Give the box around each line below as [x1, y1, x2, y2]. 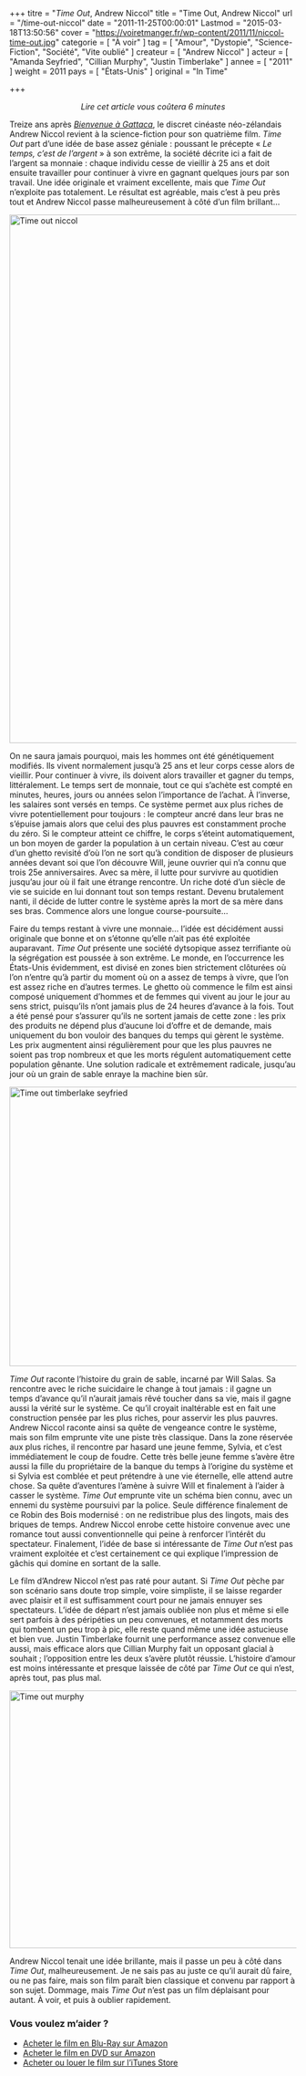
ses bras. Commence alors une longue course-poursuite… [9, 906, 229, 916]
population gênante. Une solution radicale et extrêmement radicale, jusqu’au [9, 1059, 296, 1070]
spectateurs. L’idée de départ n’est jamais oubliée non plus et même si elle [9, 1604, 290, 1615]
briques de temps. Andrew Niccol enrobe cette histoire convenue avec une [9, 1519, 291, 1530]
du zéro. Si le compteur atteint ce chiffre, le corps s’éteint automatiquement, [9, 828, 295, 838]
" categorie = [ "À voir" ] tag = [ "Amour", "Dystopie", [55, 36, 253, 47]
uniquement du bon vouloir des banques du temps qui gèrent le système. [9, 1030, 284, 1041]
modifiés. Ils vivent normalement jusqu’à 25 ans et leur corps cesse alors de [9, 761, 295, 771]
